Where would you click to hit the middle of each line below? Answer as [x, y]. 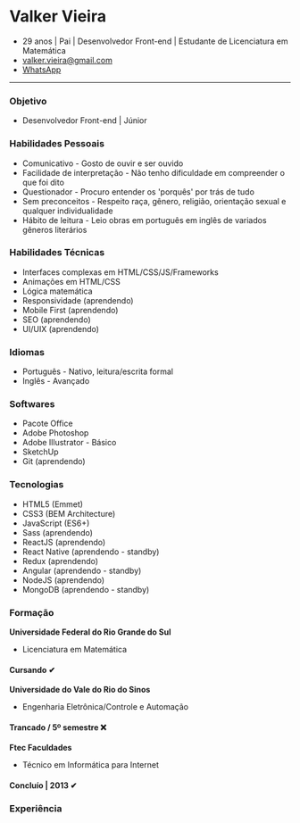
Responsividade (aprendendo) [78, 300]
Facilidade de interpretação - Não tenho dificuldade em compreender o [154, 172]
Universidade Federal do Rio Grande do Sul [90, 632]
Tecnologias [37, 485]
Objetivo [28, 101]
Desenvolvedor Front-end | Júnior [84, 121]
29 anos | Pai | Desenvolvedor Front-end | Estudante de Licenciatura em [155, 41]
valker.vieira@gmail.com [67, 60]
